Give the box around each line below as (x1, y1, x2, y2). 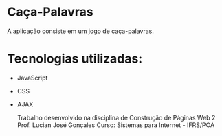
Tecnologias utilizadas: (7, 51, 143, 67)
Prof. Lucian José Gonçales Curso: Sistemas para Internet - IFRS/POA (16, 121, 215, 129)
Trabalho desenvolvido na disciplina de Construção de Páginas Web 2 (16, 113, 216, 122)
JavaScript (16, 73, 48, 82)
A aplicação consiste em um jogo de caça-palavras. (7, 27, 155, 35)
